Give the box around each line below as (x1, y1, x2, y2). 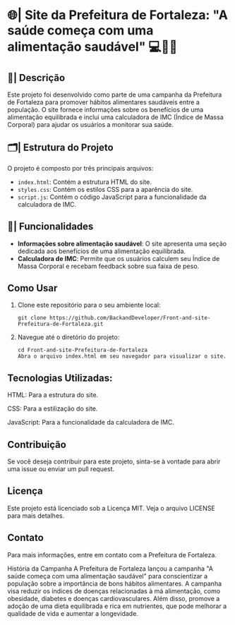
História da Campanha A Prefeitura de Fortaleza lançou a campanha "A (7, 564, 214, 573)
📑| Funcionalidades (7, 221, 94, 233)
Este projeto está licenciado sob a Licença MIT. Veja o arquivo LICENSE (7, 504, 215, 512)
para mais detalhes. (7, 511, 65, 520)
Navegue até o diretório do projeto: (17, 333, 120, 341)
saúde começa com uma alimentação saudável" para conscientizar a (7, 571, 208, 580)
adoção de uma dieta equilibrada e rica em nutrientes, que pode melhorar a (7, 602, 227, 610)
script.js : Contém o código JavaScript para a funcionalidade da (17, 193, 207, 201)
